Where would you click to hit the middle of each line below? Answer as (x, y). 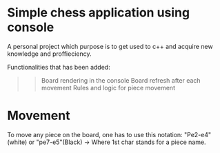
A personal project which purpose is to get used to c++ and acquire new (110, 46)
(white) (17, 142)
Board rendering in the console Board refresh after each (121, 80)
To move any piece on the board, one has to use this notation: (95, 134)
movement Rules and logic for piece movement (108, 88)
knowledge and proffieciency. (49, 54)
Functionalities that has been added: (59, 67)
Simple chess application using (99, 13)
